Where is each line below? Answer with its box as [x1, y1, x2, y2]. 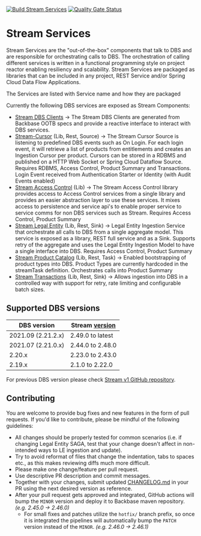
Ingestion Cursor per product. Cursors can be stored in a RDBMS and [14, 151, 187, 159]
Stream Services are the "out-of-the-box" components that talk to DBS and [6, 46, 192, 53]
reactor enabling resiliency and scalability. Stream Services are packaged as [6, 65, 195, 73]
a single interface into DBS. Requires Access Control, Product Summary [14, 247, 193, 255]
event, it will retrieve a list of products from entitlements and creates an [14, 145, 191, 153]
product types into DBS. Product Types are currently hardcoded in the [14, 260, 188, 267]
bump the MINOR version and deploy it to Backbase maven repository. [14, 498, 185, 505]
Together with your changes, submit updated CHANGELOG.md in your [14, 478, 189, 486]
